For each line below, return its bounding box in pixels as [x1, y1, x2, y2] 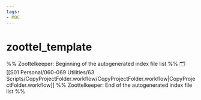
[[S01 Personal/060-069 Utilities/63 [6, 69, 95, 76]
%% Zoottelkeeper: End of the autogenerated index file [56, 81, 193, 89]
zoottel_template [6, 40, 92, 54]
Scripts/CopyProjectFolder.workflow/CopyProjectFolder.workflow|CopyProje [6, 75, 196, 83]
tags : [6, 8, 20, 15]
